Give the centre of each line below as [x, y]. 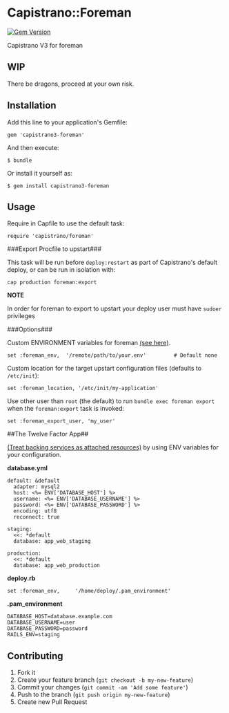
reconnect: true [37, 517]
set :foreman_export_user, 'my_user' [61, 421]
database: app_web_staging [52, 541]
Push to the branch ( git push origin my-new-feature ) [93, 695]
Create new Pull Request [52, 702]
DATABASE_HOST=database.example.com [60, 617]
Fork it [26, 673]
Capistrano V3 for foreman [45, 45]
